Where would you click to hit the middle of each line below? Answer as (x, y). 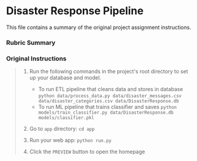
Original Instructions (36, 59)
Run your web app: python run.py (70, 140)
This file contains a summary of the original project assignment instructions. (98, 27)
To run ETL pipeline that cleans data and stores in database (111, 89)
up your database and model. (65, 78)
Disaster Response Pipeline (75, 11)
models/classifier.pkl (66, 118)
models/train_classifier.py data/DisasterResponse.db (106, 113)
